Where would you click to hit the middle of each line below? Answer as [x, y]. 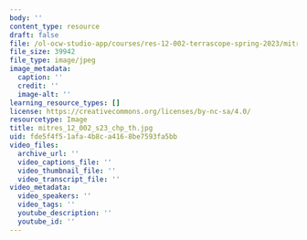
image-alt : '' [44, 94]
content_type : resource [55, 26]
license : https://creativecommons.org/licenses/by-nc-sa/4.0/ [130, 111]
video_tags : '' [47, 205]
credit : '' [38, 86]
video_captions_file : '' [65, 162]
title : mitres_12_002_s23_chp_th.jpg [81, 129]
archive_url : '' [48, 153]
